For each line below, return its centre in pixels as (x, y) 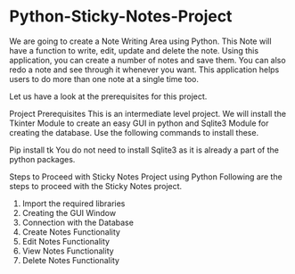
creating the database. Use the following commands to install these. (134, 132)
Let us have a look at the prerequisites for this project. (108, 96)
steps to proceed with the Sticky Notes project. (96, 186)
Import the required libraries (74, 203)
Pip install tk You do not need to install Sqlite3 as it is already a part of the (144, 150)
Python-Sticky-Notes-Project (121, 17)
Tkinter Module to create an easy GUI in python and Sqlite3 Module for (139, 123)
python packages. (42, 159)
